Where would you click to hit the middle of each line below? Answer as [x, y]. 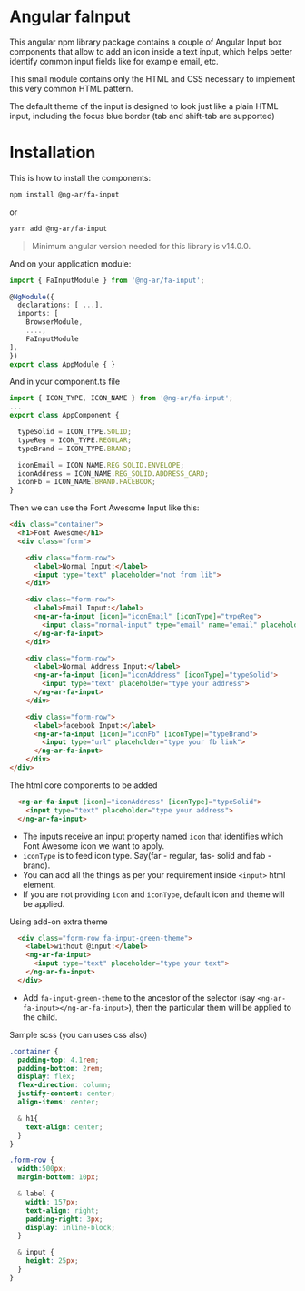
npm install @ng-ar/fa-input [64, 194]
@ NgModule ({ [32, 297]
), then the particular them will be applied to [210, 1007]
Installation [53, 153]
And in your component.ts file [65, 382]
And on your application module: [70, 263]
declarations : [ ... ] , [60, 305]
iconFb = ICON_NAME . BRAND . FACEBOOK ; [87, 482]
